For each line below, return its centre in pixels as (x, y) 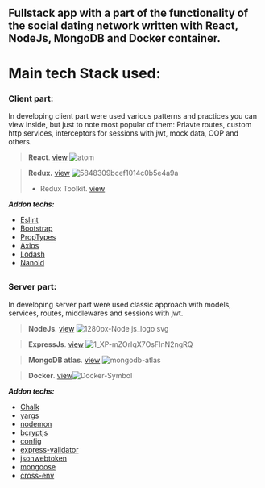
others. (20, 141)
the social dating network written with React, (124, 26)
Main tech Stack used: (85, 73)
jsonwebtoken (43, 458)
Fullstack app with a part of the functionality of (128, 13)
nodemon (36, 423)
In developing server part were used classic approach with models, (120, 304)
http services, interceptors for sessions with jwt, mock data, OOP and (124, 133)
